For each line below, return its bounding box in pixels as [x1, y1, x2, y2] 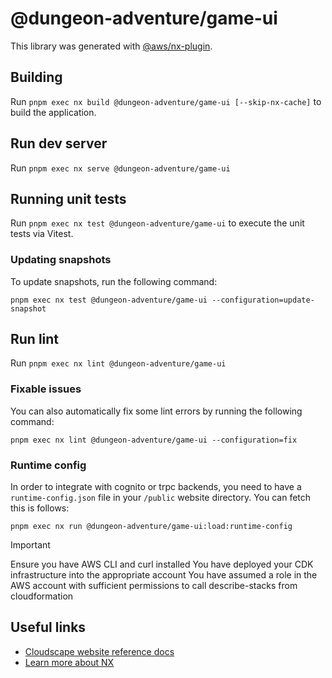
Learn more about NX [24, 656, 115, 668]
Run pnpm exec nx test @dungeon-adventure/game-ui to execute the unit [10, 217, 305, 229]
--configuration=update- [211, 295, 315, 305]
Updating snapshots [10, 253, 112, 267]
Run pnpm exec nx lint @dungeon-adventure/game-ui [10, 357, 227, 369]
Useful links [10, 619, 87, 636]
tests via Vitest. [10, 228, 74, 240]
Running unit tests [10, 190, 127, 207]
